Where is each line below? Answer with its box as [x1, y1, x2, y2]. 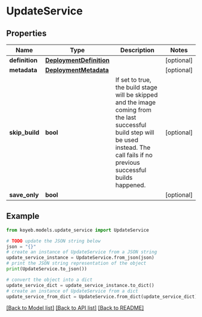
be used [115, 136, 138, 144]
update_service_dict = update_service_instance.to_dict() [6, 282, 155, 288]
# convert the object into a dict [6, 277, 93, 283]
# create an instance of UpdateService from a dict [6, 288, 138, 294]
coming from [115, 106, 151, 114]
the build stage [115, 83, 158, 91]
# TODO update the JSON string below [6, 238, 101, 244]
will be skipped [115, 91, 158, 99]
